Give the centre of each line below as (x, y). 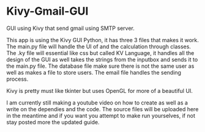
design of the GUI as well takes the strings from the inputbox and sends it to (102, 59)
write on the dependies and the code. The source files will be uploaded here (102, 109)
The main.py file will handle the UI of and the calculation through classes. (99, 46)
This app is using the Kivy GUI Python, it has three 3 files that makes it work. (102, 40)
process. (17, 79)
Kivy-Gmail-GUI (47, 11)
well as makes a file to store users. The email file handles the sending (94, 72)
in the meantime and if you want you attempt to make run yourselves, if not (101, 116)
